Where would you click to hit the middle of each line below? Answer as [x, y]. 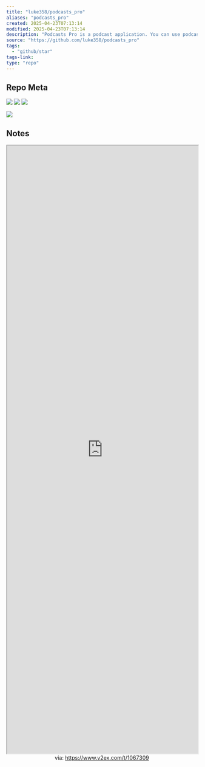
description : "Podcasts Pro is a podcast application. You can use [93, 35]
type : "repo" [23, 63]
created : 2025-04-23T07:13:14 [45, 23]
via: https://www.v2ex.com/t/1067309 [102, 758]
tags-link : [20, 57]
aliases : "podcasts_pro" [38, 18]
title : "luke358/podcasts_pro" [46, 12]
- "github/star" [32, 52]
